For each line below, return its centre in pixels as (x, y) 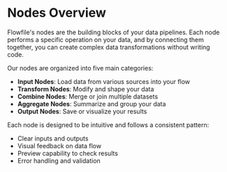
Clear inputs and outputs (53, 138)
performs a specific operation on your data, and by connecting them (106, 39)
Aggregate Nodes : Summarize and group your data (91, 103)
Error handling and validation (59, 160)
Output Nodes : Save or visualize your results (82, 111)
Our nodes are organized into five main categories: (80, 68)
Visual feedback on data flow (59, 145)
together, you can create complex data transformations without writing (109, 47)
